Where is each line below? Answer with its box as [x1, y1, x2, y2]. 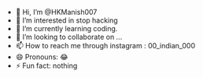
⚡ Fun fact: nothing [15, 61, 78, 70]
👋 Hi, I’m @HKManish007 [15, 8, 98, 16]
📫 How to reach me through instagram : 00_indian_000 [15, 41, 196, 50]
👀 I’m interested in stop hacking [15, 16, 118, 25]
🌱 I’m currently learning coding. [15, 24, 118, 33]
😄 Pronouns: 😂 [15, 52, 68, 62]
